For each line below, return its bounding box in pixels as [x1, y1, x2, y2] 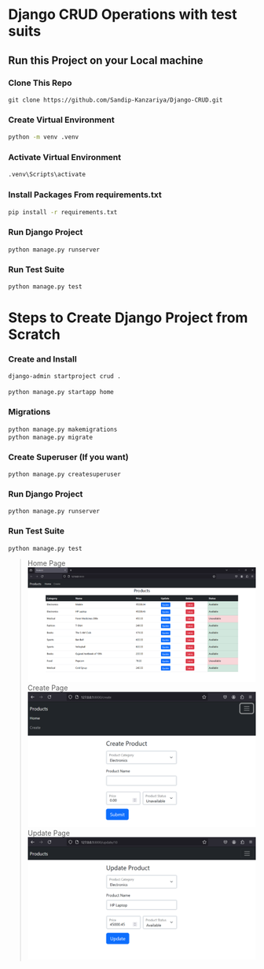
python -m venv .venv [8, 133, 79, 141]
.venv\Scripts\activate [8, 171, 86, 179]
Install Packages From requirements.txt [8, 189, 163, 200]
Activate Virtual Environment [8, 151, 122, 162]
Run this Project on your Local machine [8, 54, 203, 67]
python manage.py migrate [8, 433, 93, 441]
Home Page [27, 558, 66, 568]
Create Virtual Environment [8, 114, 115, 125]
